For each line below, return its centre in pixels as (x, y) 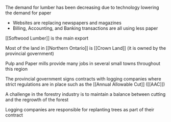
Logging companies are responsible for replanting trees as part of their (80, 109)
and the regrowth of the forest (37, 100)
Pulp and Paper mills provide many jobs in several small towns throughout (83, 63)
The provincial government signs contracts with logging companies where (83, 79)
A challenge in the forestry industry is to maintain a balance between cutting (86, 94)
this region (17, 69)
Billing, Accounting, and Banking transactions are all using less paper (85, 28)
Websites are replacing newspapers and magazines (67, 23)
